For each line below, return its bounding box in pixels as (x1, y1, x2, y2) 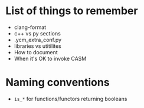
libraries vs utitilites (14, 42, 61, 50)
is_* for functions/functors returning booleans (14, 95, 127, 102)
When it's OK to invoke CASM (14, 55, 87, 62)
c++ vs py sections (14, 30, 61, 37)
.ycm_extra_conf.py (14, 36, 62, 43)
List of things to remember (5, 4, 138, 18)
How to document (14, 48, 58, 55)
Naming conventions (5, 76, 110, 89)
